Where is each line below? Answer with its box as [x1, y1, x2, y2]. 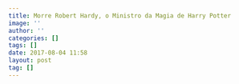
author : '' [8, 26, 45, 34]
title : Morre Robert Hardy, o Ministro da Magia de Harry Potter [8, 11, 231, 20]
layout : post [8, 57, 52, 65]
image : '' [8, 19, 42, 27]
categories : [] [8, 34, 59, 42]
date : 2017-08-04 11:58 [8, 49, 88, 57]
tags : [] [8, 42, 38, 50]
